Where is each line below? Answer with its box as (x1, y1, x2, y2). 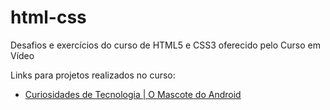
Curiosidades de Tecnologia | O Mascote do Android (24, 88, 242, 100)
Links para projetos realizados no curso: (10, 69, 176, 81)
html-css (10, 6, 87, 29)
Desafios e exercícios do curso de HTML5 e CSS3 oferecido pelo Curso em (10, 39, 321, 51)
